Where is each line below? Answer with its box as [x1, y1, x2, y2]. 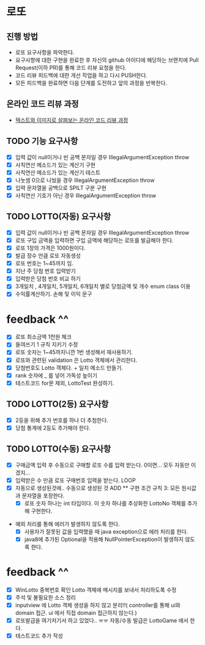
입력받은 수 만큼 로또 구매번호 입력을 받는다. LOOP [15, 477, 136, 484]
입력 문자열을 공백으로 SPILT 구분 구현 [15, 184, 107, 191]
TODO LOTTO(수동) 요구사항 [6, 444, 111, 455]
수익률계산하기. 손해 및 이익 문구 [15, 290, 92, 298]
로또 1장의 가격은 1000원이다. [15, 244, 86, 251]
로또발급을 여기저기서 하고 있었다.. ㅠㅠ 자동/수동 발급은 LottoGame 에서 [15, 617, 188, 624]
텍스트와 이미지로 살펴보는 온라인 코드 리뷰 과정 [15, 116, 129, 124]
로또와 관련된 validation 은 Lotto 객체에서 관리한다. [15, 356, 138, 364]
